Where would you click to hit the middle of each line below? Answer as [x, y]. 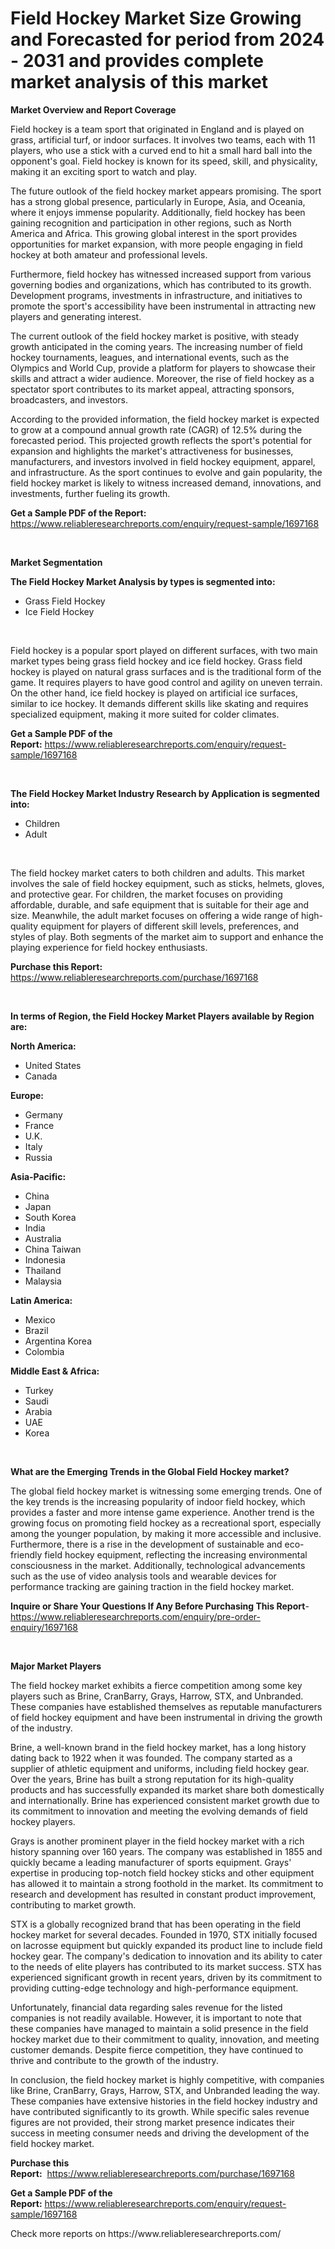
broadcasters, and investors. [69, 399]
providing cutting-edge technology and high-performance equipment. [154, 1988]
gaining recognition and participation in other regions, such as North [151, 223]
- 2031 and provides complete [137, 61]
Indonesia [45, 1259]
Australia [43, 1238]
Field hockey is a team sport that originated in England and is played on [157, 129]
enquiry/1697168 [44, 1627]
